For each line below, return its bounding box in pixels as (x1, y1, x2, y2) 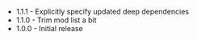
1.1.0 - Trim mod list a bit (15, 15, 97, 25)
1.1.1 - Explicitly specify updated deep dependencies (15, 7, 190, 16)
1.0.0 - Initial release (15, 24, 83, 33)
